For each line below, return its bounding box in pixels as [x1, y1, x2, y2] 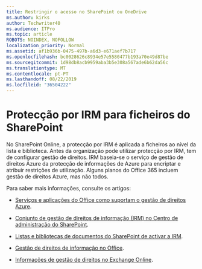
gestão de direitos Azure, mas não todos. [6, 173, 109, 180]
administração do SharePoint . [14, 221, 89, 228]
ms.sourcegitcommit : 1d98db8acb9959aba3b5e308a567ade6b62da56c [6, 59, 169, 65]
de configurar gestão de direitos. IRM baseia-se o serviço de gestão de [6, 154, 184, 161]
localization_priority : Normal [6, 43, 85, 49]
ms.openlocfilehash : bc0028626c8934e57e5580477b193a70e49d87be [6, 54, 169, 60]
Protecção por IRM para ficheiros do [6, 108, 191, 122]
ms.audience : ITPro [6, 25, 55, 32]
